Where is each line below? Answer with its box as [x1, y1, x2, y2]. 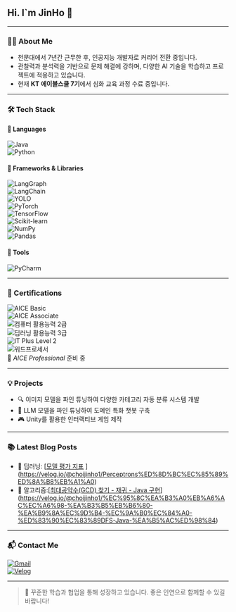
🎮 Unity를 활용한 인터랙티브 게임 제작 [17, 415, 122, 423]
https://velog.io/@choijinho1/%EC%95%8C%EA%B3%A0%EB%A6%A [20, 494, 225, 502]
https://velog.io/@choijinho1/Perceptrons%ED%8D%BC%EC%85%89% [20, 470, 229, 478]
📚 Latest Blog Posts [7, 442, 77, 452]
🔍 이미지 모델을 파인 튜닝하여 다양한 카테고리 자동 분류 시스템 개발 [17, 395, 200, 404]
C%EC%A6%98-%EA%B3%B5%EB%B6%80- [17, 501, 153, 509]
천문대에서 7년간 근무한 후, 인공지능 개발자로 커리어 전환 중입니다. [17, 54, 197, 62]
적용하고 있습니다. [36, 71, 86, 80]
